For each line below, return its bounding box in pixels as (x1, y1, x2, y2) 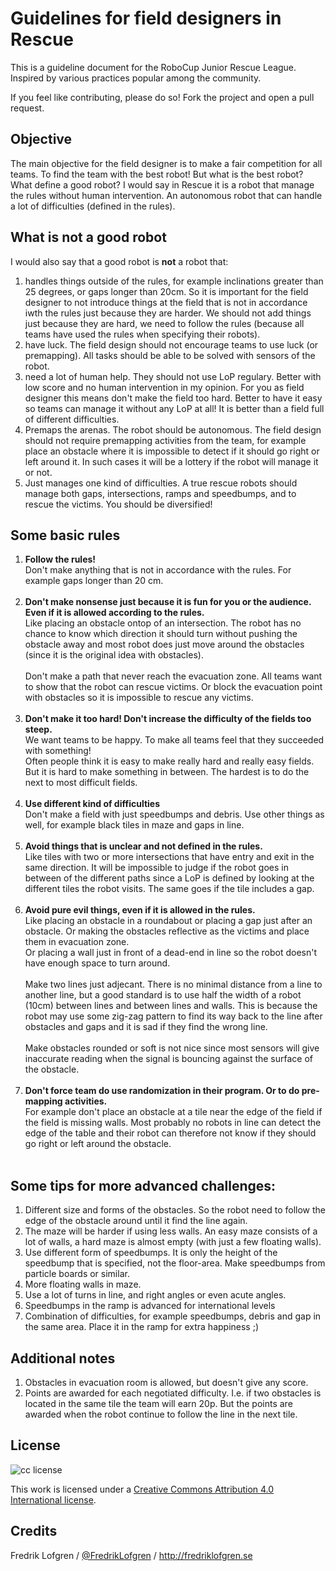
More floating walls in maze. (24, 1278, 142, 1291)
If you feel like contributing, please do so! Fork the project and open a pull (10, 91, 315, 103)
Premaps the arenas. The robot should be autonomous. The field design (24, 423, 322, 436)
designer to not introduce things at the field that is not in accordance (24, 296, 308, 308)
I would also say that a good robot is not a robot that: (10, 255, 229, 267)
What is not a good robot (10, 229, 167, 246)
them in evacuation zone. (24, 936, 130, 948)
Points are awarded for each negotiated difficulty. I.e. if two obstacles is (24, 1387, 322, 1399)
